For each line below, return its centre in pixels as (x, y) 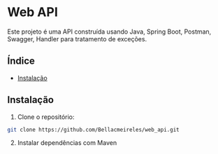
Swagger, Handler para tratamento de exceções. (77, 38)
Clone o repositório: (46, 117)
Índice (21, 61)
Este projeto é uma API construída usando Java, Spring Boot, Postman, (109, 31)
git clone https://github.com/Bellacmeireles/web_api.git (93, 129)
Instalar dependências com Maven (67, 143)
